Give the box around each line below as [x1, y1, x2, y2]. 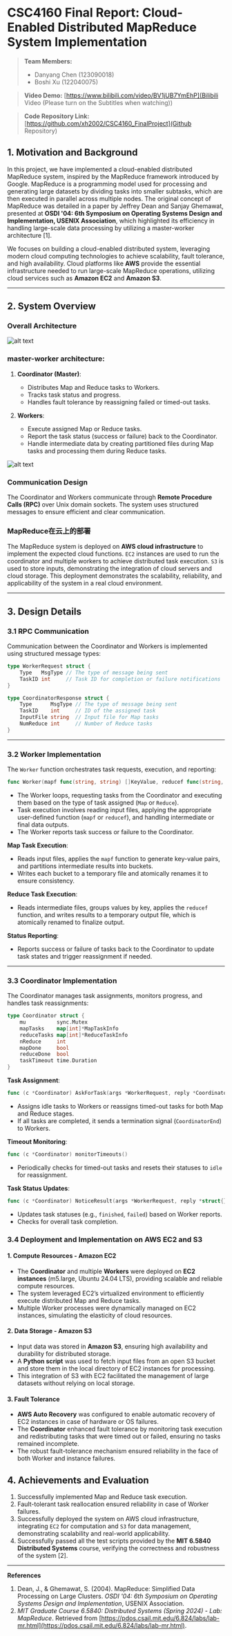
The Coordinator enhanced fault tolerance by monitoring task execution [17, 1425, 223, 1433]
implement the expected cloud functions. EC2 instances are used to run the [7, 549, 220, 558]
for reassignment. [17, 1170, 68, 1179]
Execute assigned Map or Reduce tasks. [27, 424, 142, 433]
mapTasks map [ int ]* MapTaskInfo [19, 1025, 119, 1032]
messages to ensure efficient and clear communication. [7, 508, 166, 516]
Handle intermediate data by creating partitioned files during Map [27, 439, 214, 447]
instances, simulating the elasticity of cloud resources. [17, 1311, 173, 1319]
